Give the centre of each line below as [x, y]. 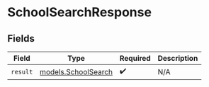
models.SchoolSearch [77, 71]
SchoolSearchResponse [80, 12]
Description [178, 58]
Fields [21, 39]
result [22, 72]
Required [135, 58]
